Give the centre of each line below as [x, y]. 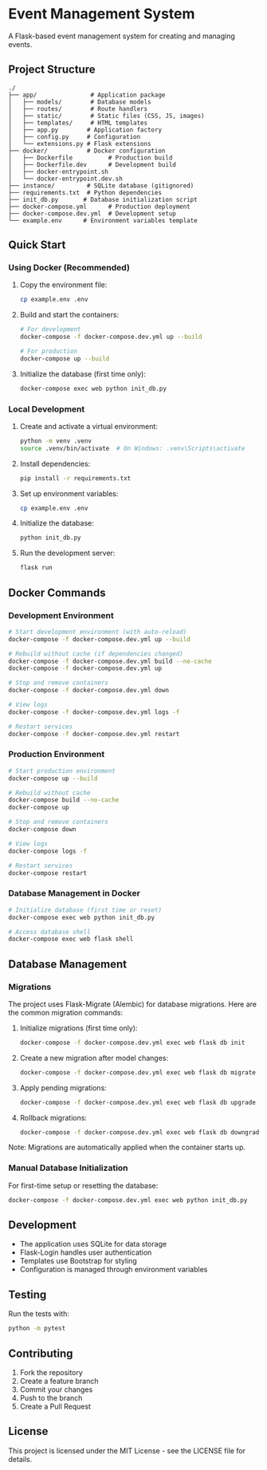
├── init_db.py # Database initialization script [103, 199]
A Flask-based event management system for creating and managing [122, 36]
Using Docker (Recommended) [69, 268]
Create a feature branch [59, 1381]
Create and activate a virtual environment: [88, 426]
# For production [49, 352]
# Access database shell [49, 932]
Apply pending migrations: [63, 1088]
